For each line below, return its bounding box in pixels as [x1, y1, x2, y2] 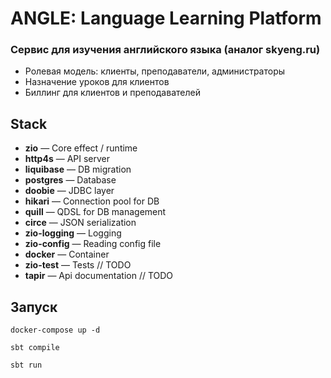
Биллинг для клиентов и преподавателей [24, 87, 201, 99]
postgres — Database [24, 174, 117, 186]
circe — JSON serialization [24, 217, 137, 229]
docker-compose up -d [10, 325, 101, 336]
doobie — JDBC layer [24, 185, 115, 197]
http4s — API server [24, 153, 110, 165]
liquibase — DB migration [24, 163, 132, 176]
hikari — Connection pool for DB [24, 195, 160, 207]
